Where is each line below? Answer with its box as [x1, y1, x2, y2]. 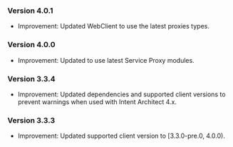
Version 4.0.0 [7, 40, 56, 50]
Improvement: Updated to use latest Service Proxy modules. [17, 56, 195, 64]
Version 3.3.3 [7, 115, 56, 125]
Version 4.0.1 [7, 6, 53, 16]
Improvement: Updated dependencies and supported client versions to [17, 90, 226, 98]
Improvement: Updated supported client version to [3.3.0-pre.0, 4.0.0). [17, 131, 226, 141]
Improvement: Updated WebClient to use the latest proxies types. [17, 22, 210, 31]
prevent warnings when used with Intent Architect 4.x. [17, 97, 177, 106]
